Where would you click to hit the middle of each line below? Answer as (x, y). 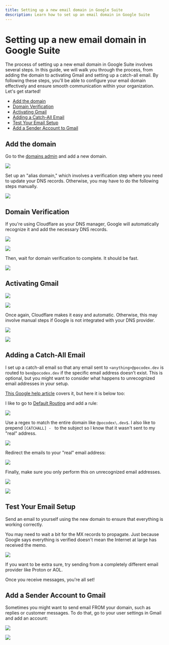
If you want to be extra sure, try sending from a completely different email (82, 564)
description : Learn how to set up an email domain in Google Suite (78, 15)
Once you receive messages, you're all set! (50, 579)
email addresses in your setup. (37, 384)
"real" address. (21, 433)
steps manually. (21, 186)
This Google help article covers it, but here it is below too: (65, 393)
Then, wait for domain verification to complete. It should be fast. (72, 258)
